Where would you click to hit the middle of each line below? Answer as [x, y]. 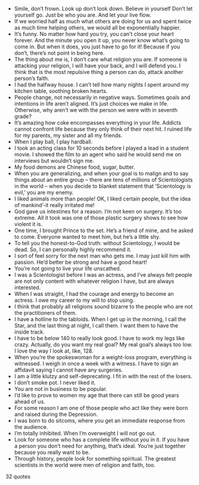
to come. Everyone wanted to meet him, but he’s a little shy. [87, 237]
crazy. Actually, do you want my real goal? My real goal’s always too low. [103, 345]
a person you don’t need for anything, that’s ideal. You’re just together [100, 446]
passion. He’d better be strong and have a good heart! [80, 262]
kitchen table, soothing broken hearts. [61, 91]
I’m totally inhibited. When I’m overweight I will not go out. [85, 433]
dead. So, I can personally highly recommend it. [73, 249]
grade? [23, 116]
